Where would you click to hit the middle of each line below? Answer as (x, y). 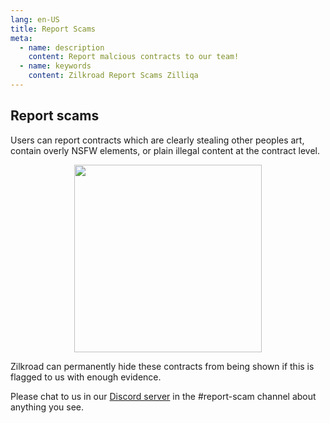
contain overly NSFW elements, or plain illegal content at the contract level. (165, 150)
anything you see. (47, 407)
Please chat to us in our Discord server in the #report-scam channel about (163, 396)
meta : (21, 38)
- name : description (62, 47)
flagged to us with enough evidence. (86, 377)
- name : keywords (55, 66)
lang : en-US (35, 19)
